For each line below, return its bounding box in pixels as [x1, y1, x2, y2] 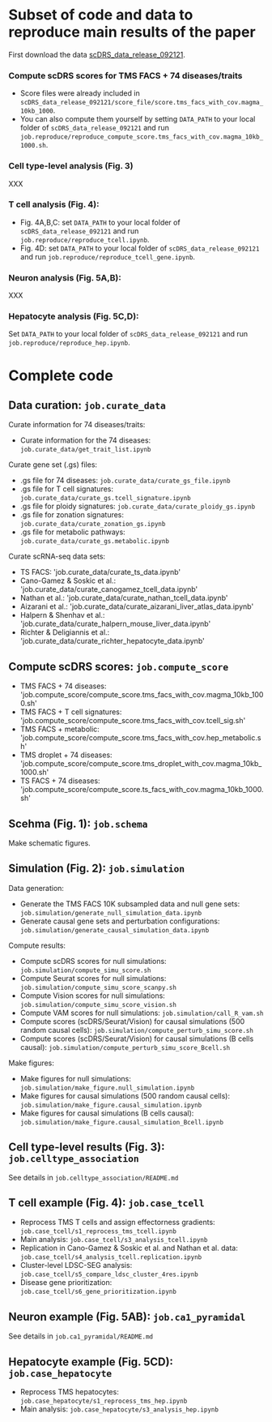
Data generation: [8, 883, 65, 893]
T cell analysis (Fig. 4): [8, 199, 100, 210]
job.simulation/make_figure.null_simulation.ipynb [19, 1084, 195, 1092]
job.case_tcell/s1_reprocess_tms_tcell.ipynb [19, 1227, 176, 1236]
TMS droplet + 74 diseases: [19, 750, 113, 760]
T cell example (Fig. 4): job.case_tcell [8, 1196, 205, 1210]
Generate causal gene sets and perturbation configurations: [19, 916, 220, 926]
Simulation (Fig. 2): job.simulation [8, 862, 185, 876]
